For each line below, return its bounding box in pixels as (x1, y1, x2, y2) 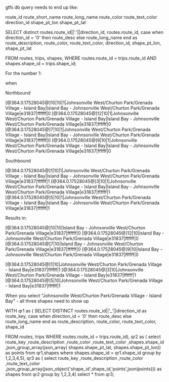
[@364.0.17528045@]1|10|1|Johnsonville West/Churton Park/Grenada (5, 168, 150, 173)
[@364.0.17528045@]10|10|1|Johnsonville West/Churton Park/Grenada (5, 100, 153, 106)
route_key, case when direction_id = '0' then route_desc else (5, 313, 132, 319)
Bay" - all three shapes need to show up (5, 298, 89, 304)
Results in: (5, 215, 27, 221)
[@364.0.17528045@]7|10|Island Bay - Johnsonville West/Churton (5, 241, 143, 247)
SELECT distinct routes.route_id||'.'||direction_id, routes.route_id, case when (5, 29, 163, 35)
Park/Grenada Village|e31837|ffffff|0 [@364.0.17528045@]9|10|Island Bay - (5, 246, 163, 252)
